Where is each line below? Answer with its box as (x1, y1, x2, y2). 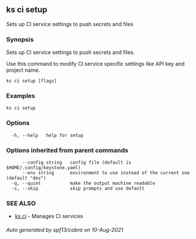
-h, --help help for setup (11, 132, 84, 138)
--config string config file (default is (21, 160, 132, 165)
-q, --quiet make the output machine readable (11, 180, 156, 186)
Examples (6, 92, 36, 100)
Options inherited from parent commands (6, 146, 129, 154)
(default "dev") (6, 175, 46, 181)
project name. (6, 66, 40, 74)
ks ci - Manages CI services (14, 213, 84, 220)
